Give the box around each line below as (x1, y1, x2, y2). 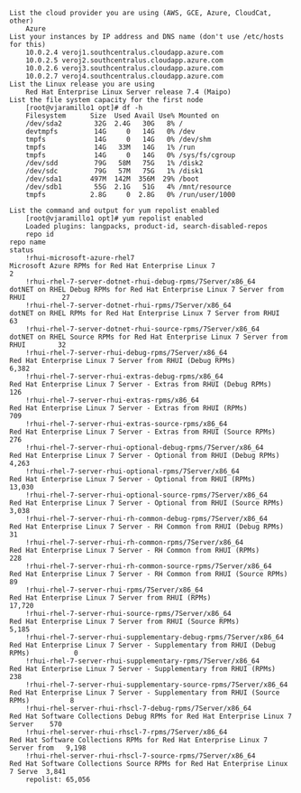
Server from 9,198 (9, 743, 87, 752)
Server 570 (9, 720, 63, 729)
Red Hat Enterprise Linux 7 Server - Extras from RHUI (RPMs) (9, 404, 248, 413)
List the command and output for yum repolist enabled (9, 206, 220, 215)
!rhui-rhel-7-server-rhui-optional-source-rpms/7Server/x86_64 (25, 490, 269, 499)
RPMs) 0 (9, 648, 78, 658)
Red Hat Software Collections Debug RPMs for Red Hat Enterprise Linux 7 (9, 712, 293, 721)
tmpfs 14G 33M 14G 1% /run (25, 143, 196, 152)
